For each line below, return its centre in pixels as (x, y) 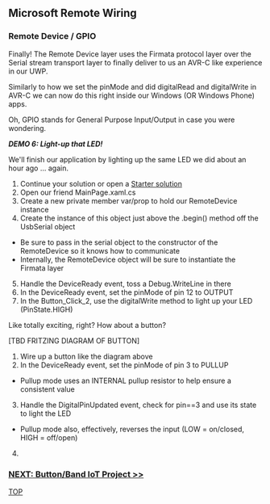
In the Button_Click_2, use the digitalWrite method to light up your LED (136, 300)
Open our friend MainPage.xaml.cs (78, 192)
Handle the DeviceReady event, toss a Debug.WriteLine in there (125, 283)
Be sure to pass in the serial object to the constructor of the (119, 242)
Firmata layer (42, 268)
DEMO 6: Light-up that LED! (56, 144)
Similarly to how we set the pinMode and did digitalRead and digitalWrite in (133, 86)
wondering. (27, 128)
